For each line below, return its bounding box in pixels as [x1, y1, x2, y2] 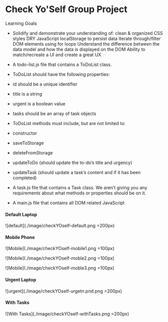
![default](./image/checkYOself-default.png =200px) [5, 223, 115, 229]
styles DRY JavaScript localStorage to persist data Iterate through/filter [12, 35, 161, 42]
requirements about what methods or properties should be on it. [12, 190, 147, 196]
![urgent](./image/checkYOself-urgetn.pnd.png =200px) [5, 288, 122, 294]
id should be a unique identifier [12, 81, 77, 87]
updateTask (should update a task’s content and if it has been [12, 169, 141, 175]
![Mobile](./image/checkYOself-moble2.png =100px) [5, 255, 115, 261]
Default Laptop [5, 211, 37, 217]
